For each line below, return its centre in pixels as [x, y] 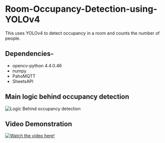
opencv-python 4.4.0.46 [37, 65]
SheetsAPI [23, 81]
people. [13, 38]
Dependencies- [30, 54]
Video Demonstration [39, 124]
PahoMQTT [24, 76]
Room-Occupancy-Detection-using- [81, 9]
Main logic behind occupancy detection [67, 97]
